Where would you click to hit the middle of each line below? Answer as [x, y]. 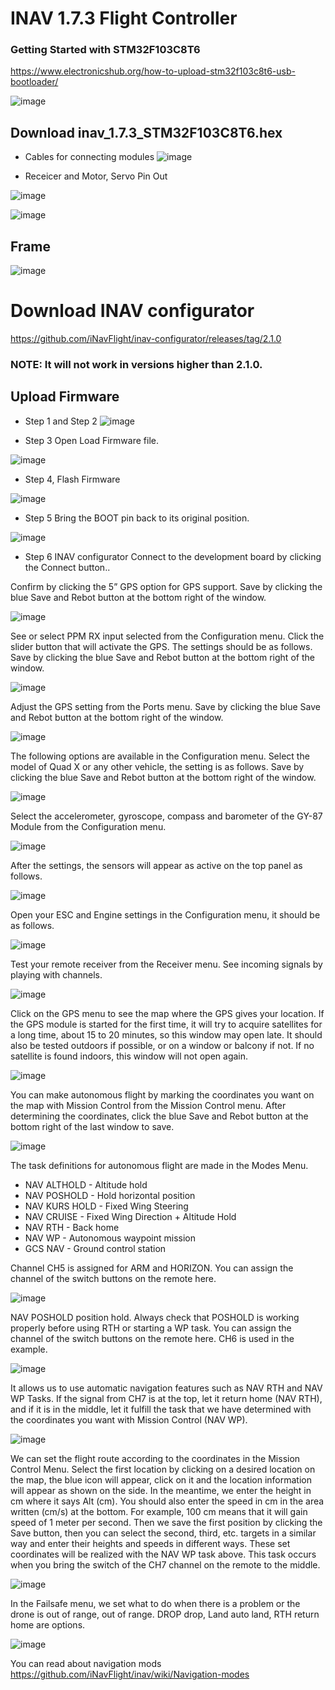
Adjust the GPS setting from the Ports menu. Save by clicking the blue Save [165, 706]
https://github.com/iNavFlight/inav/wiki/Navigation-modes [130, 1674]
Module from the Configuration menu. [88, 826]
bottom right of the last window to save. [92, 1126]
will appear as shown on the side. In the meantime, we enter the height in [161, 1490]
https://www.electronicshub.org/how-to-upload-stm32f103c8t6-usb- [153, 71]
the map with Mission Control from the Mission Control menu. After [148, 1105]
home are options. [48, 1624]
